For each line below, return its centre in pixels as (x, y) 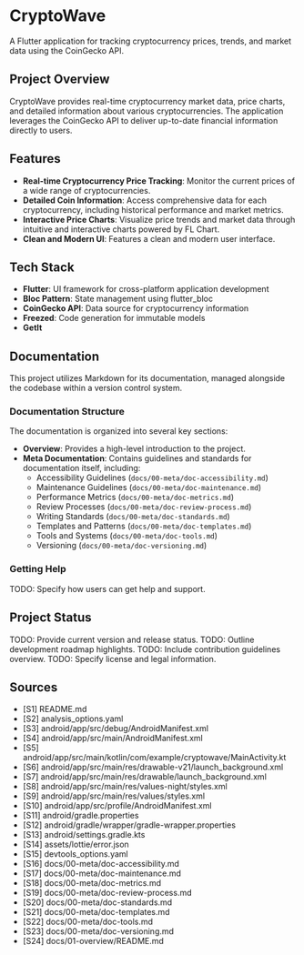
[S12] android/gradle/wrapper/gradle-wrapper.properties (129, 825)
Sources (34, 687)
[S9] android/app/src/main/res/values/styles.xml (114, 796)
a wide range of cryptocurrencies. (86, 190)
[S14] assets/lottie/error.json (76, 844)
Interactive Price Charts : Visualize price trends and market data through (159, 219)
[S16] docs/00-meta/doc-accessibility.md (101, 864)
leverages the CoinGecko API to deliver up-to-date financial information (144, 120)
